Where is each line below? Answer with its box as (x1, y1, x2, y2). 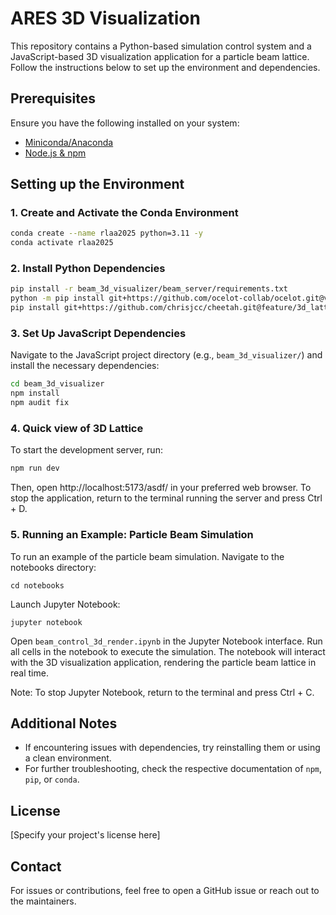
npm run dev (10, 463, 60, 474)
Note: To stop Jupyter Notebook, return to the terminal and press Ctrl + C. (10, 686, 315, 698)
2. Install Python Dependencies (10, 262, 166, 276)
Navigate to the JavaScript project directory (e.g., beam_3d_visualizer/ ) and (10, 349, 323, 361)
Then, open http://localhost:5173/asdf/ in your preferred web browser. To (10, 482, 312, 494)
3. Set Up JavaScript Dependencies (10, 327, 187, 341)
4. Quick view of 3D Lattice (10, 421, 144, 435)
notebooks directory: (10, 561, 97, 573)
